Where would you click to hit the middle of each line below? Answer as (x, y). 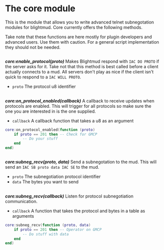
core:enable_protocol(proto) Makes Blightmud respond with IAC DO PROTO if (82, 61)
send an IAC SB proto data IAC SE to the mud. (52, 167)
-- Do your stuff (40, 139)
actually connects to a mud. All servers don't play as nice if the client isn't (79, 72)
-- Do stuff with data (46, 234)
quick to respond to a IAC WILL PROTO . (43, 77)
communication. (21, 201)
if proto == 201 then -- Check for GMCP (56, 134)
